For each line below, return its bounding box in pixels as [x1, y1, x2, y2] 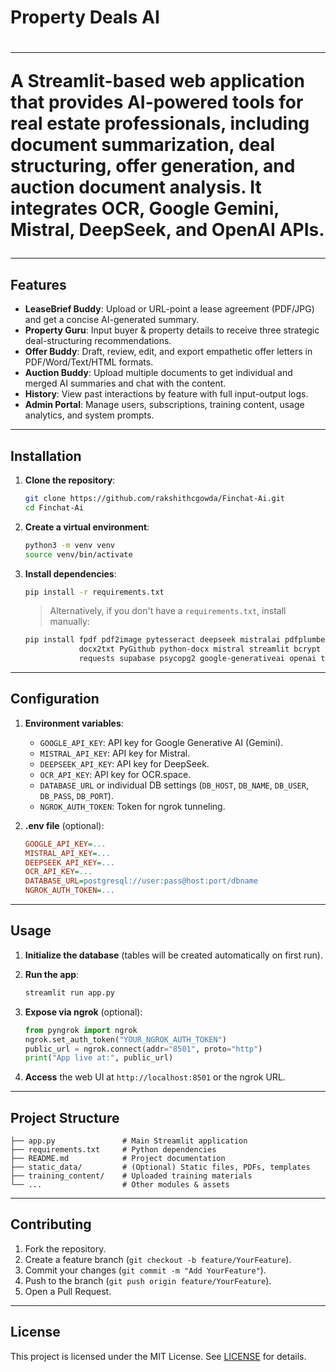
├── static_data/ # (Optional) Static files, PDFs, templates [10, 1162, 311, 1173]
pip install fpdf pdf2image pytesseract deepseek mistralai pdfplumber [24, 635, 330, 645]
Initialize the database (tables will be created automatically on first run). [24, 949, 323, 961]
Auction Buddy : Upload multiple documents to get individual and [24, 367, 293, 379]
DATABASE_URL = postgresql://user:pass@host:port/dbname [24, 876, 259, 886]
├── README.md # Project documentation [10, 1154, 226, 1164]
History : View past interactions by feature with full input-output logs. [24, 388, 309, 400]
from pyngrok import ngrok [24, 1025, 138, 1035]
